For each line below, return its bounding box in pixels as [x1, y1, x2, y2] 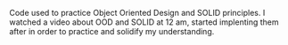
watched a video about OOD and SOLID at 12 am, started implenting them [9, 17, 279, 27]
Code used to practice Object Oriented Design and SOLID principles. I [9, 8, 266, 18]
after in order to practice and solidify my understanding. [9, 26, 215, 36]
